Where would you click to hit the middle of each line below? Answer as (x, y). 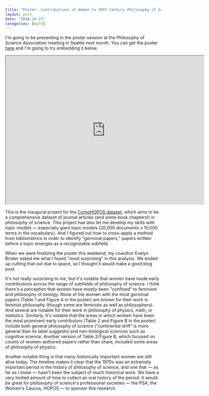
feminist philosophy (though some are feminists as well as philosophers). (79, 305)
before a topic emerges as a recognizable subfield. (57, 244)
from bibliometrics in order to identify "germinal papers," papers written (78, 238)
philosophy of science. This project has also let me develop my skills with (80, 223)
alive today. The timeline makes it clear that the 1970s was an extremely (78, 362)
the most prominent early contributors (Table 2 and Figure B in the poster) (80, 321)
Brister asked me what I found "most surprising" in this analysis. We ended (81, 259)
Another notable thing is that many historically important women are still (78, 357)
